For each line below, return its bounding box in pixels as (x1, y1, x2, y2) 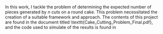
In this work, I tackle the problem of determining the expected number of (5, 4, 152, 10)
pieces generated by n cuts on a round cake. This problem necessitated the (5, 9, 158, 15)
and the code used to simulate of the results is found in (5, 24, 116, 30)
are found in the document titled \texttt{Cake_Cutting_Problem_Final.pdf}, (5, 19, 153, 25)
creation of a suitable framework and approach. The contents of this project (5, 14, 158, 20)
